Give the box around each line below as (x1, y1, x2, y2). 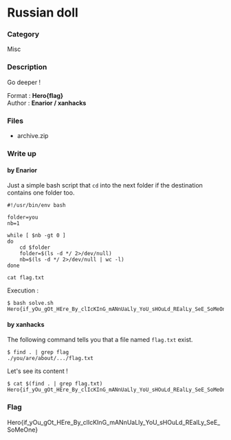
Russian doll (7, 5, 79, 21)
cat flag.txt (7, 274, 45, 281)
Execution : (7, 286, 39, 294)
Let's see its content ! (7, 367, 69, 375)
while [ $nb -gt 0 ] (7, 232, 67, 239)
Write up (7, 149, 36, 158)
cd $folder (19, 244, 51, 251)
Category (7, 30, 40, 39)
